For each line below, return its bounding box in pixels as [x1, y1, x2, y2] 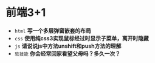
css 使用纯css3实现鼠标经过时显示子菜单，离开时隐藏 [14, 34, 150, 42]
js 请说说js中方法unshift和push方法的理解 [14, 42, 122, 50]
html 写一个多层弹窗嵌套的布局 [14, 27, 92, 34]
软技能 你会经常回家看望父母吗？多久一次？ [14, 50, 121, 57]
